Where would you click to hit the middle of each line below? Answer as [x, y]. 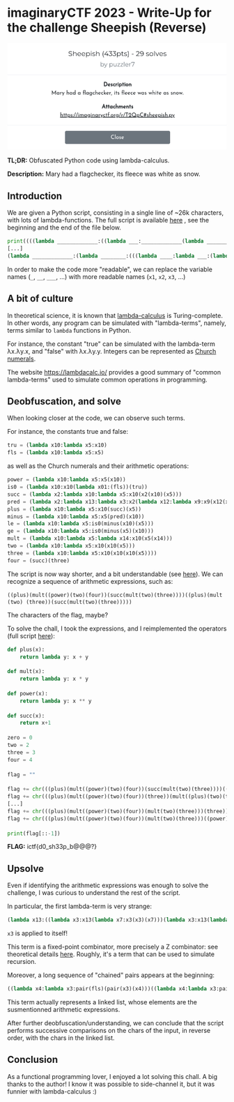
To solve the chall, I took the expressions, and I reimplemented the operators [117, 628]
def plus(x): [26, 649]
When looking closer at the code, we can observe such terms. [96, 418]
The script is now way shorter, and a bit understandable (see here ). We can [115, 574]
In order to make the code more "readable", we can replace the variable [110, 269]
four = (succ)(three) [39, 560]
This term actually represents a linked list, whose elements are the [102, 1002]
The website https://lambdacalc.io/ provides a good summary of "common [114, 372]
